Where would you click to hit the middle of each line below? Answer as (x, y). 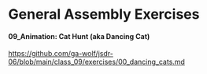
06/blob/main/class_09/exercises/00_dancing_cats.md (96, 62)
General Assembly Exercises (104, 14)
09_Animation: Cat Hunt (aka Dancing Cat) (79, 36)
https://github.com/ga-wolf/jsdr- (61, 54)
